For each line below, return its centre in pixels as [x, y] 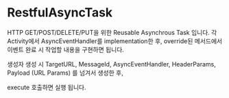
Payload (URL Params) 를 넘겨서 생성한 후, [65, 73]
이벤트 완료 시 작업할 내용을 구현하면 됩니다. [66, 49]
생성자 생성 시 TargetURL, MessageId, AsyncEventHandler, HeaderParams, [111, 64]
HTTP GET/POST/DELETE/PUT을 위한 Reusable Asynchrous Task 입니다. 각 [112, 32]
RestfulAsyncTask [60, 13]
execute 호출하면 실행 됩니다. [47, 87]
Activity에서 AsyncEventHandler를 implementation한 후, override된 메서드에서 [115, 41]
